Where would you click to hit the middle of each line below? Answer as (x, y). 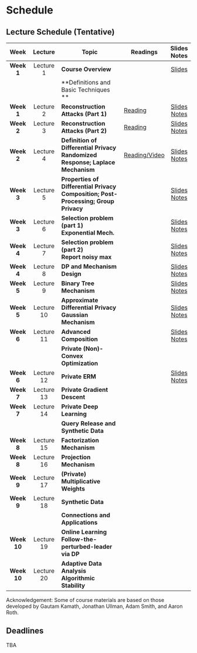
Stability (73, 586)
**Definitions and (86, 82)
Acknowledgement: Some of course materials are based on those (85, 600)
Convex (72, 356)
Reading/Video (145, 155)
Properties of (80, 179)
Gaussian (75, 315)
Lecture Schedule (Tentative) (60, 32)
